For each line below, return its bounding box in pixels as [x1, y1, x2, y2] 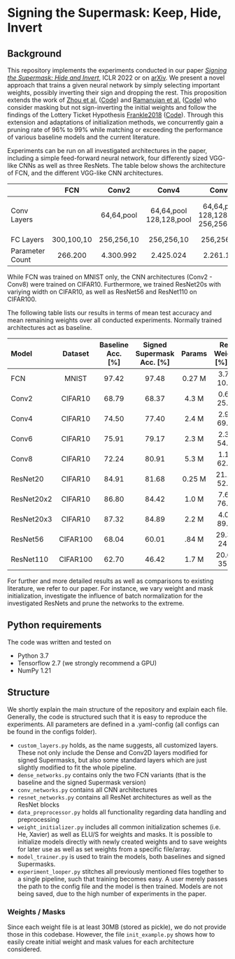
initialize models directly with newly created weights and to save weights [17, 837, 227, 846]
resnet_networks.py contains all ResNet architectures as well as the [17, 793, 212, 801]
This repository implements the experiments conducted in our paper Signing [7, 66, 227, 74]
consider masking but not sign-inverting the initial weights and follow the [7, 103, 217, 111]
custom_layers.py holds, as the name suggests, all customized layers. [17, 741, 218, 749]
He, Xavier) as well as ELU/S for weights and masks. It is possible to [17, 830, 213, 838]
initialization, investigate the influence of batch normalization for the [7, 592, 203, 600]
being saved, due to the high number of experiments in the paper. [17, 889, 207, 897]
